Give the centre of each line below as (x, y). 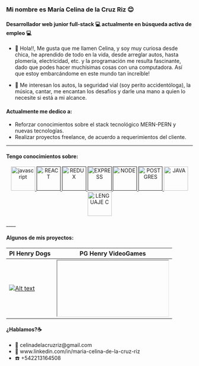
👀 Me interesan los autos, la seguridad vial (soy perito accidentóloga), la (103, 85)
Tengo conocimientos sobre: (42, 156)
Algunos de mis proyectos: (40, 238)
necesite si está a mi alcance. (51, 98)
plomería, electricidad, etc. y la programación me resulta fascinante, (98, 61)
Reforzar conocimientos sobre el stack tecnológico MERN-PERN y (95, 125)
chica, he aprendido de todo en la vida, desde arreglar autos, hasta (97, 55)
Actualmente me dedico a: (39, 111)
